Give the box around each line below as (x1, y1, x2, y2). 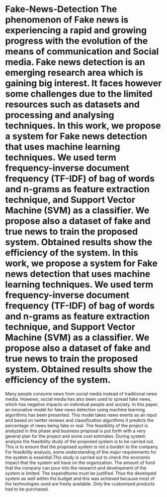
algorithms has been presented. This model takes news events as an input (5, 412, 157, 418)
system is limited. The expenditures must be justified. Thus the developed (5, 470, 157, 476)
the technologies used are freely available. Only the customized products (5, 481, 155, 487)
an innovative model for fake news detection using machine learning (5, 406, 145, 412)
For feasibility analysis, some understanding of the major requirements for (5, 449, 157, 455)
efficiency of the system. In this (5, 247, 138, 259)
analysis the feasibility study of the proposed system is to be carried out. (5, 438, 155, 444)
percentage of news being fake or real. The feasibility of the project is (5, 422, 148, 428)
